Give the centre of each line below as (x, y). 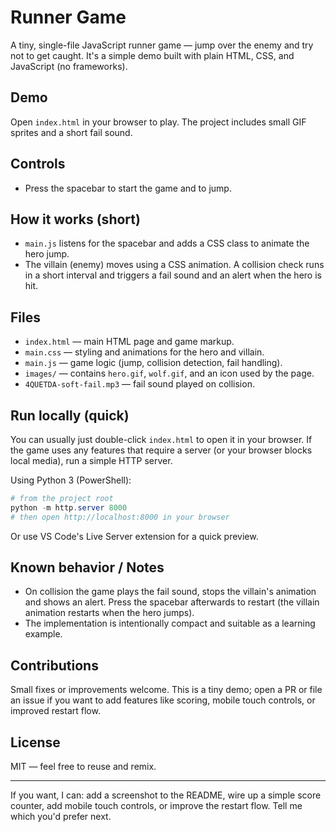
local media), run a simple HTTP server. (91, 460)
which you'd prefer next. (61, 817)
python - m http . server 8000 (69, 507)
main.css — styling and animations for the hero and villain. (144, 352)
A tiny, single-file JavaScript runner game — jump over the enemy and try (162, 45)
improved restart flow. (55, 711)
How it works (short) (75, 219)
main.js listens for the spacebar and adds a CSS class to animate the (167, 243)
